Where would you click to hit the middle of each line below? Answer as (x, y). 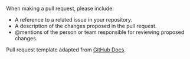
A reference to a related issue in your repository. (73, 20)
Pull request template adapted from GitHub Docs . (66, 50)
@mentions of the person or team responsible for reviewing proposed (99, 32)
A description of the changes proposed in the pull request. (86, 26)
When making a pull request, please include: (60, 8)
